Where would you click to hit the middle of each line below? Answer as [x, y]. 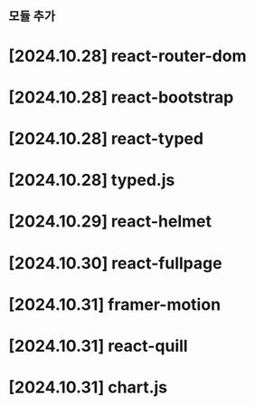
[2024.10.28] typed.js [92, 180]
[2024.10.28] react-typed [106, 138]
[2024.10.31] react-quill [98, 346]
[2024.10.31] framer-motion [115, 304]
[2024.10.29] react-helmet [110, 222]
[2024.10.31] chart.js [88, 387]
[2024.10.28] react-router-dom [127, 56]
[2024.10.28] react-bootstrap [121, 97]
